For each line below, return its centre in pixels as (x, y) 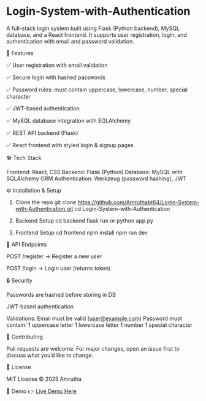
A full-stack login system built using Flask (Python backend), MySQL (93, 28)
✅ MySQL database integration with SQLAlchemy (69, 120)
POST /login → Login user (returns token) (59, 268)
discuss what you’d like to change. (50, 355)
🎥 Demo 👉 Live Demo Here (41, 391)
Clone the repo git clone (46, 202)
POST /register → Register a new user (54, 256)
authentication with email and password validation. (71, 41)
